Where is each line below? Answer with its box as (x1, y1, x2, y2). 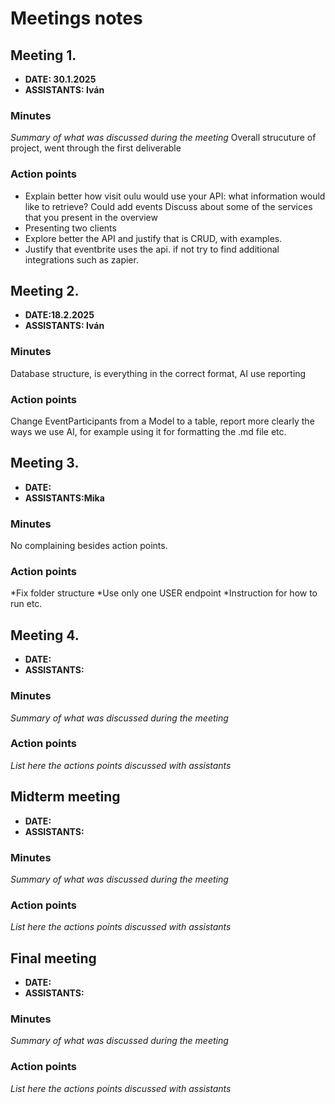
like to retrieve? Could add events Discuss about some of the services (24, 200, 313, 212)
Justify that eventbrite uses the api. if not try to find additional (24, 243, 280, 255)
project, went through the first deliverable (10, 142, 182, 154)
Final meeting (10, 950, 97, 967)
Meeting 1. (10, 47, 77, 64)
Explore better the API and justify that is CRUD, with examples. (24, 232, 283, 244)
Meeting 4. (10, 627, 80, 644)
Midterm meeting (10, 788, 121, 806)
